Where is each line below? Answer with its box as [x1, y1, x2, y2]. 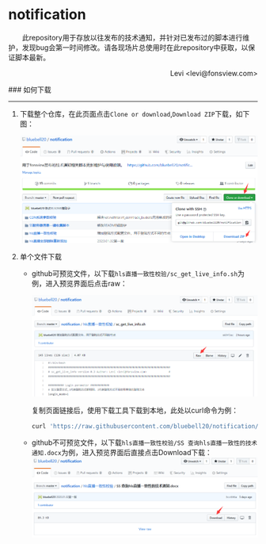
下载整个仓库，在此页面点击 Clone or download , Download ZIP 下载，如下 [19, 109, 250, 118]
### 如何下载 [8, 85, 51, 94]
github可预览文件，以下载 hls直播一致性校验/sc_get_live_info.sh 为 [31, 268, 245, 278]
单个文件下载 [19, 251, 62, 261]
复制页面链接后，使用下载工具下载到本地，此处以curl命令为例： [31, 406, 239, 416]
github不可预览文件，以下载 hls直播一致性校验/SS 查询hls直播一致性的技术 [31, 438, 258, 447]
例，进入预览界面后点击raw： [31, 278, 128, 288]
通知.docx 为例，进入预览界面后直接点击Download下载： [31, 447, 212, 457]
